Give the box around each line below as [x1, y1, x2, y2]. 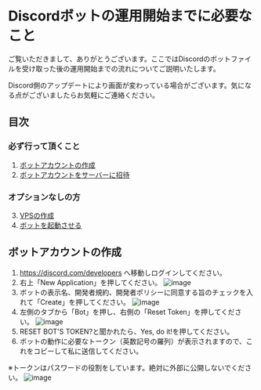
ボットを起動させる [19, 220, 82, 229]
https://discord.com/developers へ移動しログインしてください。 [19, 268, 227, 277]
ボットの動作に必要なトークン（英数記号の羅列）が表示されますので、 [19, 336, 247, 345]
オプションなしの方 [8, 191, 81, 202]
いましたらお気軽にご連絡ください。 [42, 90, 159, 99]
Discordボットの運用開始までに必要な [8, 7, 252, 25]
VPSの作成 [19, 211, 55, 220]
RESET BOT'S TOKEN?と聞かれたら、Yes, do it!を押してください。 [19, 327, 234, 336]
